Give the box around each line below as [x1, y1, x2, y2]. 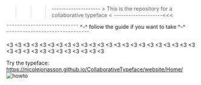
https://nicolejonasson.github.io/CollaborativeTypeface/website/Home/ [6, 66, 183, 73]
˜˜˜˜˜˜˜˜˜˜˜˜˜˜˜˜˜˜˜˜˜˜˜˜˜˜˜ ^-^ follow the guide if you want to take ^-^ [6, 24, 186, 30]
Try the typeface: [6, 60, 50, 66]
